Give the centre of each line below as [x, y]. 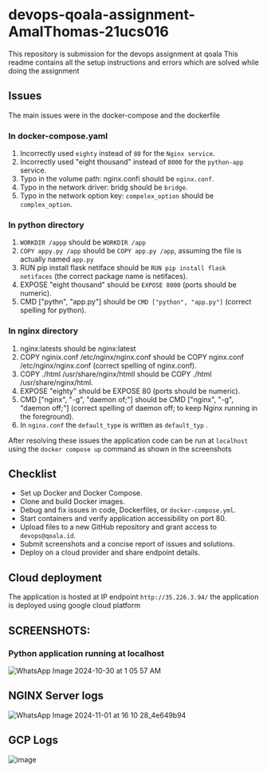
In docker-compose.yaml [58, 136]
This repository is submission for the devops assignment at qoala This [123, 54]
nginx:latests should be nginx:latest [78, 348]
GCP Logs [33, 740]
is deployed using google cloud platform [75, 606]
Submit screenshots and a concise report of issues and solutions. [127, 544]
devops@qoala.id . [48, 535]
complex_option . [46, 205]
